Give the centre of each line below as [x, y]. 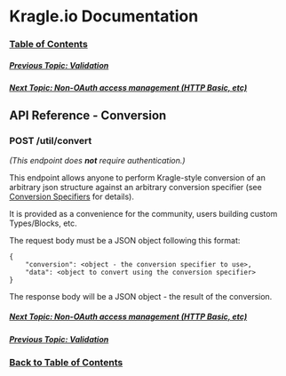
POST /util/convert [51, 141]
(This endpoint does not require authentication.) [97, 160]
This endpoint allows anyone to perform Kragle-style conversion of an [138, 177]
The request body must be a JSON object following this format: [125, 240]
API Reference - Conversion [88, 116]
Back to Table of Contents [66, 363]
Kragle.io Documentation [104, 16]
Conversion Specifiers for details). [72, 196]
